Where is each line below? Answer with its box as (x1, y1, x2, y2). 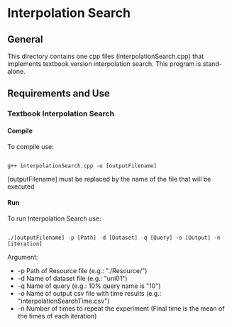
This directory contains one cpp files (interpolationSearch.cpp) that (7, 52, 204, 60)
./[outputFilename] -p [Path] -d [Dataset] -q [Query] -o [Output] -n (7, 234, 221, 241)
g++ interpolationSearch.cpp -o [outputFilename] (7, 162, 158, 170)
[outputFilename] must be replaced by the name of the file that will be (7, 174, 211, 183)
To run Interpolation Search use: (7, 214, 101, 223)
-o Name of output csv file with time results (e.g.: (17, 289, 162, 297)
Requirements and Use (7, 87, 110, 100)
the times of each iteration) (17, 311, 97, 320)
